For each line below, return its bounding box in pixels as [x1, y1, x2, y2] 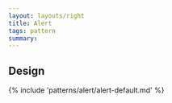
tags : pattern [8, 27, 57, 35]
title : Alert [8, 19, 52, 27]
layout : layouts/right [8, 11, 85, 20]
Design [8, 64, 45, 77]
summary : [8, 34, 38, 43]
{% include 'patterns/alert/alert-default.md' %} [8, 85, 165, 95]
